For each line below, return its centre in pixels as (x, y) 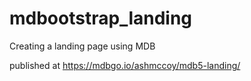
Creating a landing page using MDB (82, 46)
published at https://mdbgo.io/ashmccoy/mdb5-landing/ (125, 65)
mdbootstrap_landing (101, 18)
